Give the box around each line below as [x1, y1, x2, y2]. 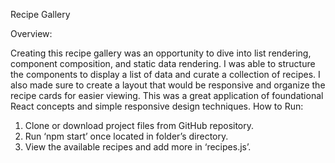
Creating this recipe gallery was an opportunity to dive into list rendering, [10, 47, 312, 59]
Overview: [10, 28, 53, 39]
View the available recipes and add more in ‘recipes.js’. [24, 141, 252, 153]
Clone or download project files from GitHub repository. [24, 120, 255, 131]
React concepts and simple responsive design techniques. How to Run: [10, 100, 304, 112]
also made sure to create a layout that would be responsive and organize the [10, 79, 326, 91]
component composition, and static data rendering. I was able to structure [10, 58, 316, 69]
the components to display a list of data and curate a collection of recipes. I [10, 69, 321, 80]
